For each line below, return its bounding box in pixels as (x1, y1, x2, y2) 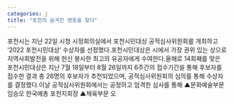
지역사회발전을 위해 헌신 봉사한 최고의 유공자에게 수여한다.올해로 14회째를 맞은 (7, 54, 221, 63)
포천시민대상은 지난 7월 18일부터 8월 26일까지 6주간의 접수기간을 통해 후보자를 (7, 63, 222, 71)
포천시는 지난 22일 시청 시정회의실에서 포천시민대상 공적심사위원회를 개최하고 (7, 36, 219, 45)
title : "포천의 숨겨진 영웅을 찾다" (7, 17, 98, 24)
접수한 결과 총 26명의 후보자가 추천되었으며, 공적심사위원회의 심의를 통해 (7, 71, 205, 80)
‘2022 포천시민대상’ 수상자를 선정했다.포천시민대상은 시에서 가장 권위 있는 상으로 (7, 45, 227, 54)
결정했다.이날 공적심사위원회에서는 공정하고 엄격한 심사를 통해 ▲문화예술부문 (14, 80, 225, 89)
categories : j (7, 10, 49, 17)
